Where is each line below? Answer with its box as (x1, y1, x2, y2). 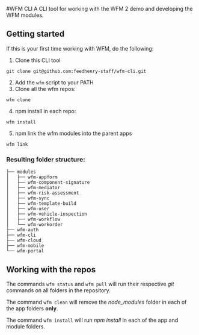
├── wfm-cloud (6, 237, 42, 243)
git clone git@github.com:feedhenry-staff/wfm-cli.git (6, 68, 147, 74)
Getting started (6, 29, 65, 39)
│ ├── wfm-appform (6, 174, 58, 180)
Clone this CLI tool (14, 57, 61, 64)
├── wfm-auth (6, 227, 39, 233)
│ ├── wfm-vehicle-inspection (6, 211, 87, 218)
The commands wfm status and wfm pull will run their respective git (6, 280, 174, 287)
